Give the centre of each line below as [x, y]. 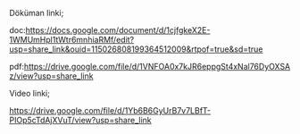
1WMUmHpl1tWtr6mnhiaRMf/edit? [72, 40]
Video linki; [30, 93]
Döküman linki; [37, 13]
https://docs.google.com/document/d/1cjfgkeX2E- [118, 30]
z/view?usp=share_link [51, 76]
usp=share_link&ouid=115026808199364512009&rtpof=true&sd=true [136, 49]
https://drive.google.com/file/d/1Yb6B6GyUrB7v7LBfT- [110, 110]
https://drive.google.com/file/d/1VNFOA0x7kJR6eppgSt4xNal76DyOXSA [157, 67]
